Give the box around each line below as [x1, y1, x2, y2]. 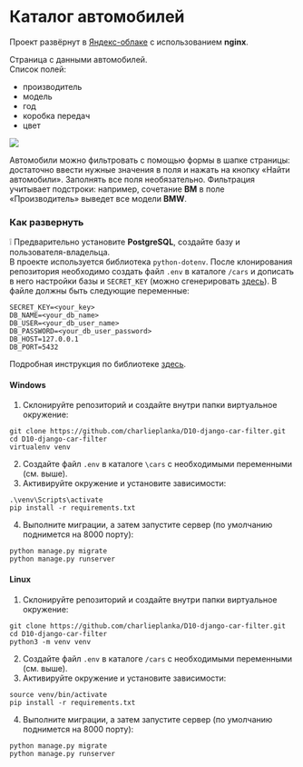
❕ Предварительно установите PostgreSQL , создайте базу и [9, 236, 240, 247]
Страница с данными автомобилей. [9, 54, 148, 65]
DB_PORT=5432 [9, 343, 59, 352]
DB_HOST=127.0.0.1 [9, 334, 79, 344]
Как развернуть [9, 215, 84, 228]
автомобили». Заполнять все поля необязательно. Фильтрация [9, 174, 256, 184]
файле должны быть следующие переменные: [9, 285, 191, 296]
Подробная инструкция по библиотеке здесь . [9, 359, 187, 370]
